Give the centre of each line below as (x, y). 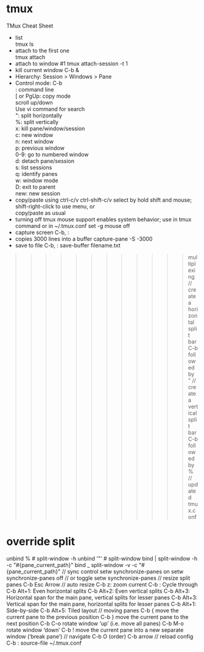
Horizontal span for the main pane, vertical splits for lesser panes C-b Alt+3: (102, 597)
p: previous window (40, 148)
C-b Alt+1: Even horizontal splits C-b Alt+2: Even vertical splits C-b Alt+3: (98, 591)
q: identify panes (36, 174)
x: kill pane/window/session (50, 128)
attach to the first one (42, 50)
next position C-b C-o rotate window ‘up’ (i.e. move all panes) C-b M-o (95, 623)
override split (41, 542)
